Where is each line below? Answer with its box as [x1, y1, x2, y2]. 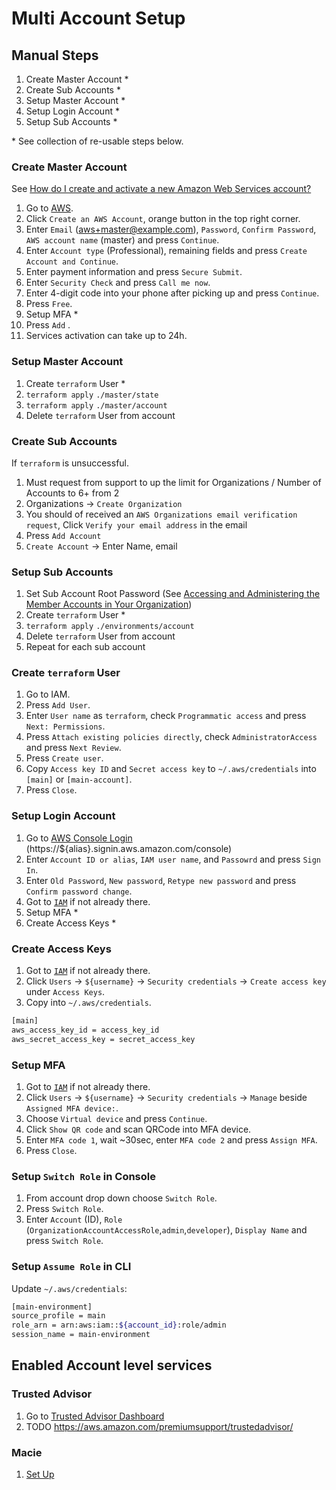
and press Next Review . [25, 742, 122, 754]
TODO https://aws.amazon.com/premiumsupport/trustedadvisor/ [25, 1420, 294, 1432]
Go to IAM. [25, 688, 71, 701]
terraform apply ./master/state [25, 390, 159, 400]
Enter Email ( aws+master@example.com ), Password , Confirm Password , [25, 223, 317, 236]
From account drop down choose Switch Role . [25, 1192, 218, 1204]
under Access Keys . [25, 986, 106, 998]
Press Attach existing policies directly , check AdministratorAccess [25, 731, 318, 743]
